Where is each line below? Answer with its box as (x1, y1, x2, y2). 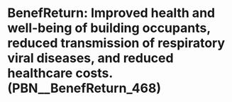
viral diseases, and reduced (7, 50, 174, 67)
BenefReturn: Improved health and (7, 5, 215, 21)
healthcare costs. (7, 65, 113, 81)
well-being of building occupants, (7, 20, 211, 36)
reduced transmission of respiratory (7, 35, 226, 51)
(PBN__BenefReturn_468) (7, 80, 162, 96)
